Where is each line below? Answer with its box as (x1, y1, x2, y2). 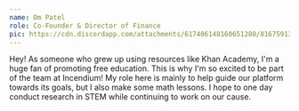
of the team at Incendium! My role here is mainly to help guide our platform (9, 73, 284, 83)
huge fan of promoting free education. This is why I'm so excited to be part (9, 63, 285, 74)
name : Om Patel (9, 12, 66, 22)
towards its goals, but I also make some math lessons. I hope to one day (9, 82, 273, 93)
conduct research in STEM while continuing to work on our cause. (9, 91, 252, 102)
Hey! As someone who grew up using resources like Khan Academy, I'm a (9, 54, 280, 65)
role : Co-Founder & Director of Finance (9, 21, 162, 30)
